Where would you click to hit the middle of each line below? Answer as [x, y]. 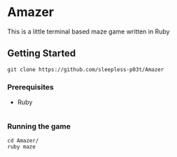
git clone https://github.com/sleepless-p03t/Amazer [86, 69]
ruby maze [22, 147]
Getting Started [42, 53]
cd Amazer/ [23, 141]
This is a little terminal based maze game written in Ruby [88, 31]
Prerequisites [30, 87]
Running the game [39, 126]
